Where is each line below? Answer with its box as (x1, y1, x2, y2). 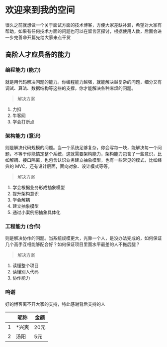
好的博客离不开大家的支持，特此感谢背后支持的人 (5, 301, 105, 307)
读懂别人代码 (12, 269, 39, 275)
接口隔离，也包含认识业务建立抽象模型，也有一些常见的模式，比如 (22, 157, 158, 163)
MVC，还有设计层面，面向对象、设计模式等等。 (14, 163, 112, 169)
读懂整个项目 (12, 262, 39, 269)
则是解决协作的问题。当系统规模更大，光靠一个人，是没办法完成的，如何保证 (5, 235, 162, 241)
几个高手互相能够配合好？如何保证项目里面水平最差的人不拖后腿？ (5, 241, 140, 247)
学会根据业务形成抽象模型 (12, 184, 65, 190)
